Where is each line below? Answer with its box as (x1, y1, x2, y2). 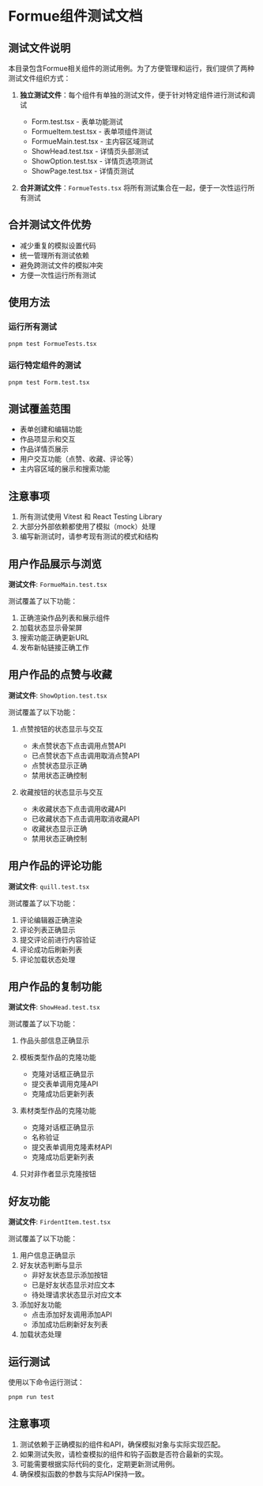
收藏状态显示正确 (31, 823, 88, 833)
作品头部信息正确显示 (19, 1036, 89, 1045)
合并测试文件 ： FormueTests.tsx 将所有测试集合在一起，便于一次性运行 (19, 183, 249, 192)
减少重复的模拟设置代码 (19, 240, 96, 250)
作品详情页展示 (19, 444, 69, 454)
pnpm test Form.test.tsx (8, 378, 90, 386)
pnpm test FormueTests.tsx (8, 340, 97, 348)
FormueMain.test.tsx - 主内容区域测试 (31, 137, 154, 146)
